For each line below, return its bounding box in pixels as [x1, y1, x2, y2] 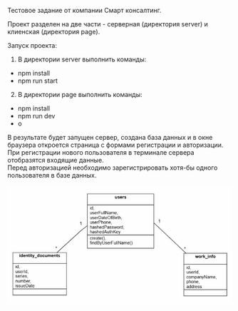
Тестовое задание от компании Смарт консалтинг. [7, 6, 162, 14]
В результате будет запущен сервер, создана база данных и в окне [7, 133, 213, 141]
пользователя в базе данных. [7, 171, 97, 179]
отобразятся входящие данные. [7, 156, 105, 164]
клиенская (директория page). [7, 28, 100, 36]
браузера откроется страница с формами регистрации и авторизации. [7, 141, 224, 149]
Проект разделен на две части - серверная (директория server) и [7, 20, 208, 28]
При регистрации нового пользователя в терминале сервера [7, 148, 195, 156]
